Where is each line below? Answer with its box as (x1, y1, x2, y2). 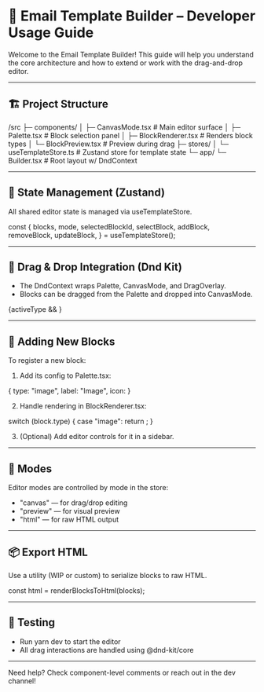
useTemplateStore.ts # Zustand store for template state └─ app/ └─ (8, 147, 226, 156)
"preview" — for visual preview (19, 507, 120, 515)
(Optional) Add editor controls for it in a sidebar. (19, 432, 174, 441)
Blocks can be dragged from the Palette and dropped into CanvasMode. (19, 290, 253, 299)
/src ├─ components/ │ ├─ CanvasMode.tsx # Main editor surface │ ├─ (8, 122, 241, 132)
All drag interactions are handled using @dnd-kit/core (19, 645, 194, 654)
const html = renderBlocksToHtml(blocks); (8, 585, 145, 595)
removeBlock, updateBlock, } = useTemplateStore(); (8, 230, 176, 240)
